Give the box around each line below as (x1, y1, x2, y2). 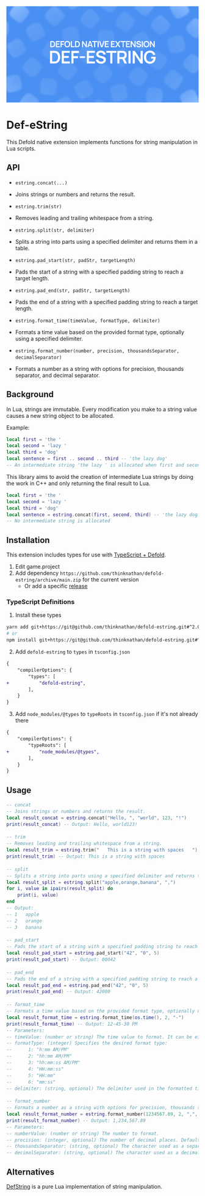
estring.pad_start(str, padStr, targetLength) (15, 257, 136, 263)
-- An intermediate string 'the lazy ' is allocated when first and (6, 462, 184, 469)
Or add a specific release (24, 583, 88, 590)
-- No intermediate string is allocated (6, 518, 111, 524)
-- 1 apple (6, 911, 40, 917)
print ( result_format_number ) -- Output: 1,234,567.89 (6, 1117, 146, 1123)
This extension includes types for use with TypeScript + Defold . (6, 551, 167, 558)
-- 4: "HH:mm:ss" (6, 1066, 64, 1072)
